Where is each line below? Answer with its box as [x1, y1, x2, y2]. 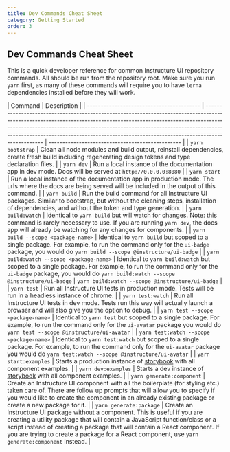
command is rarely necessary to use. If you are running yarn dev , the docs [7, 218, 218, 227]
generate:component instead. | [7, 438, 91, 446]
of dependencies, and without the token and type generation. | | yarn [7, 204, 203, 212]
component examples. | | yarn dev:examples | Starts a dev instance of [7, 365, 204, 373]
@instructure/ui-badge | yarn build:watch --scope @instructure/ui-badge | [7, 277, 222, 285]
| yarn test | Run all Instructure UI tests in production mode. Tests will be [7, 284, 214, 293]
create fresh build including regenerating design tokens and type [7, 152, 191, 161]
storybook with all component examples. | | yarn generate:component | [7, 372, 206, 380]
